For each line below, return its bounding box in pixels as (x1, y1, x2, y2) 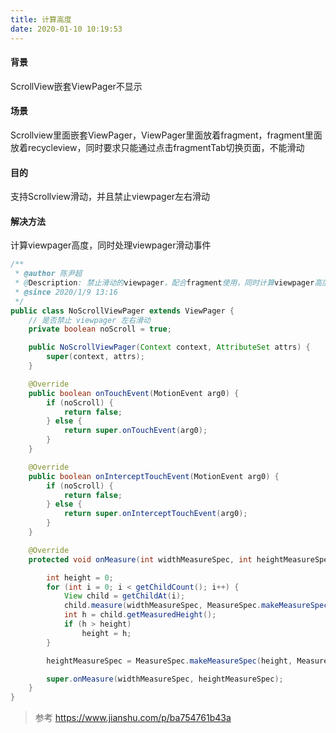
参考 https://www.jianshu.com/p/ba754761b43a (34, 712, 232, 724)
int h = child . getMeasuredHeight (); (63, 610, 217, 620)
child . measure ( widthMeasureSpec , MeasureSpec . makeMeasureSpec (63, 601, 329, 611)
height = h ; (81, 628, 132, 638)
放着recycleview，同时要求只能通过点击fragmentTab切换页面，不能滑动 (10, 141, 305, 153)
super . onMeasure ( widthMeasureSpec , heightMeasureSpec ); (46, 674, 284, 684)
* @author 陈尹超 (14, 269, 83, 279)
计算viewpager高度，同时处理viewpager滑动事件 (10, 239, 212, 251)
